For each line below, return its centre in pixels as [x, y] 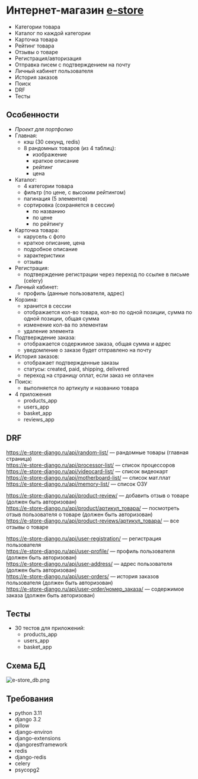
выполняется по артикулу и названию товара [81, 388]
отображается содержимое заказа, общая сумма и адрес [97, 343]
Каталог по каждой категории [52, 33]
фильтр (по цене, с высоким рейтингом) [75, 192]
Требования [30, 699]
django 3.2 [28, 719]
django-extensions [38, 738]
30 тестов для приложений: [49, 628]
